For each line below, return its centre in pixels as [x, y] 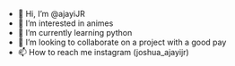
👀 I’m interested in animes [65, 23]
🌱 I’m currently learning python [75, 33]
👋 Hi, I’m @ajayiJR [51, 14]
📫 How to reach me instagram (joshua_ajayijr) [104, 52]
